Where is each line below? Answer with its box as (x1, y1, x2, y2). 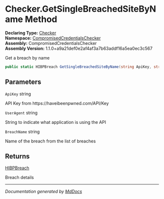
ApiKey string (5, 91, 31, 97)
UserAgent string (5, 110, 38, 116)
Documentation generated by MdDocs (5, 189, 82, 195)
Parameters (5, 78, 41, 86)
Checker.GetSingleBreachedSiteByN (5, 3, 156, 15)
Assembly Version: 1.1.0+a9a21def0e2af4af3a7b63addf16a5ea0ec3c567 (5, 45, 153, 51)
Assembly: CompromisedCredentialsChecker (5, 40, 97, 46)
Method (25, 14, 58, 25)
